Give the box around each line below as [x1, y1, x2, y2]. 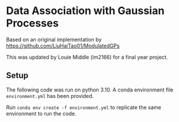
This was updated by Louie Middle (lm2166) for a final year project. [6, 53, 168, 60]
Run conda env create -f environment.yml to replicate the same [6, 104, 161, 111]
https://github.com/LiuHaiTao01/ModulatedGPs [6, 42, 120, 49]
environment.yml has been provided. [6, 92, 94, 99]
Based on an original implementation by [6, 36, 102, 43]
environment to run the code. [6, 110, 77, 117]
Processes [6, 16, 59, 30]
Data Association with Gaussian [6, 4, 165, 18]
